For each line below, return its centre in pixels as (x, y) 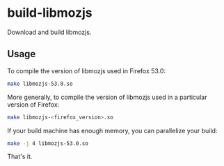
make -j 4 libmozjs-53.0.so (48, 143)
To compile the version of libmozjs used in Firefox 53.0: (86, 70)
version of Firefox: (33, 104)
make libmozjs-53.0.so (40, 84)
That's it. (20, 157)
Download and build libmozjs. (49, 32)
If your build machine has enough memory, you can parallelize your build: (112, 130)
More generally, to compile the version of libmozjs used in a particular (107, 97)
